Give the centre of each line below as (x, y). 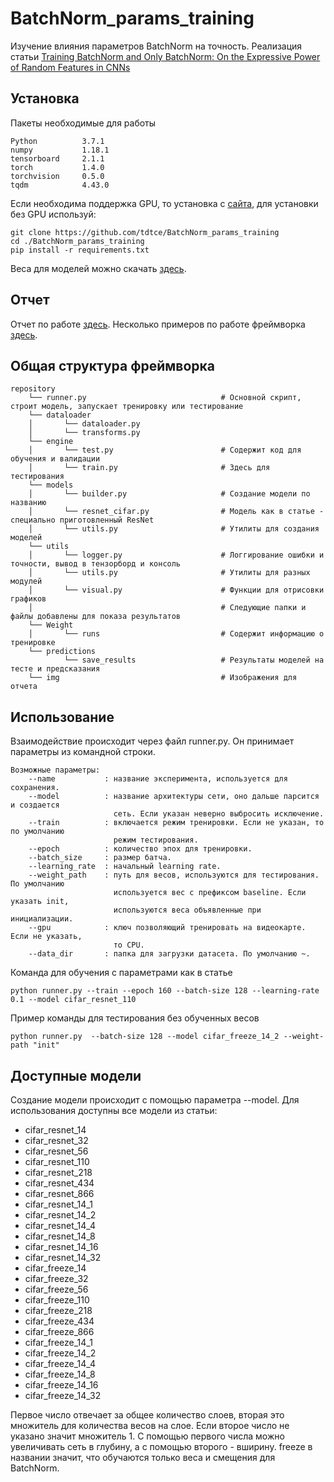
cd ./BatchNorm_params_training (77, 241)
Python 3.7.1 (57, 141)
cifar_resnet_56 (56, 1151)
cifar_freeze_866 (59, 1331)
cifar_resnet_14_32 (63, 1257)
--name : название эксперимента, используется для (158, 779)
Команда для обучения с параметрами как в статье (121, 973)
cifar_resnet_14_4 (60, 1225)
